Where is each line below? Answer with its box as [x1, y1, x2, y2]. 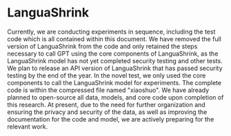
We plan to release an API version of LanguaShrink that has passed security [7, 64, 223, 72]
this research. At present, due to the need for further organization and [7, 100, 205, 109]
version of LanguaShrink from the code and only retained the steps [7, 42, 198, 50]
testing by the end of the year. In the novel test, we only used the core [7, 71, 206, 80]
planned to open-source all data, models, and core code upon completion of [7, 93, 224, 101]
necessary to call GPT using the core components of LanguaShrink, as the [7, 49, 219, 58]
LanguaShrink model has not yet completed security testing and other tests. [7, 56, 223, 65]
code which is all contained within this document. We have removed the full [7, 34, 222, 43]
